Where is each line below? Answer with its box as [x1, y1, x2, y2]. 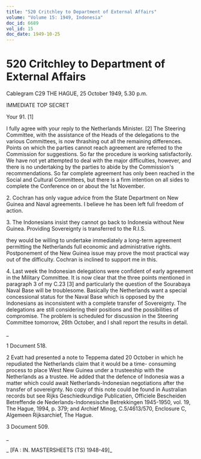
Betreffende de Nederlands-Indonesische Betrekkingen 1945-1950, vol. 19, [6, 399, 191, 406]
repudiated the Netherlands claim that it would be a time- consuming [6, 360, 176, 367]
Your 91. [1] [6, 113, 34, 120]
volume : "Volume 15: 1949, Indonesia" [6, 14, 103, 20]
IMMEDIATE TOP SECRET [6, 102, 70, 109]
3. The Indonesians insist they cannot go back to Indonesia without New [6, 219, 185, 226]
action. [6, 207, 23, 214]
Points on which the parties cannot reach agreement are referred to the [6, 144, 183, 151]
